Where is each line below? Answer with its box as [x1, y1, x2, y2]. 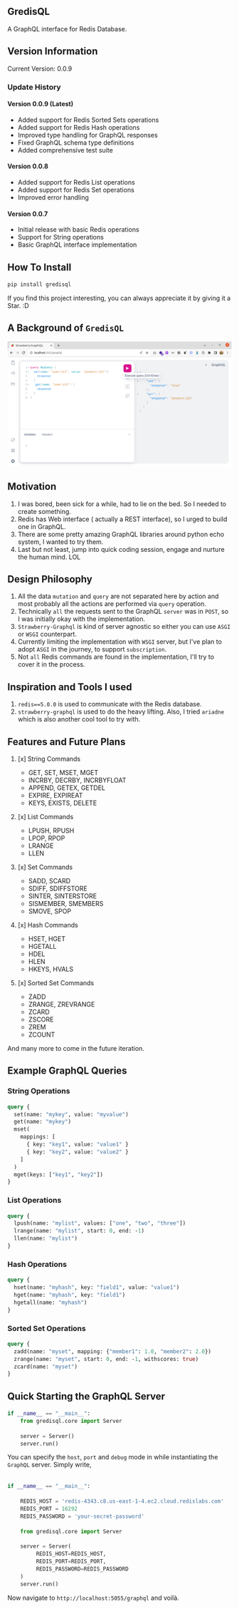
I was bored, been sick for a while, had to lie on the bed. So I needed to [17, 499, 227, 508]
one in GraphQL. [17, 522, 66, 530]
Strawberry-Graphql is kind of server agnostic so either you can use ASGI [17, 622, 231, 631]
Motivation [7, 480, 57, 493]
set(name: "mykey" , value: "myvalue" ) [14, 1111, 129, 1118]
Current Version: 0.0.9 [7, 64, 73, 73]
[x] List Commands [17, 812, 74, 821]
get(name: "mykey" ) [14, 1119, 72, 1126]
